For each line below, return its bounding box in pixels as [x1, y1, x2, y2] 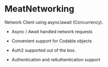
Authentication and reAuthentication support [11, 56, 100, 62]
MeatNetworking [4, 3, 75, 14]
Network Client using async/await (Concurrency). [4, 19, 104, 25]
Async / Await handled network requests [11, 28, 93, 34]
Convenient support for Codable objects [11, 38, 92, 44]
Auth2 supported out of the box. [11, 47, 76, 53]
